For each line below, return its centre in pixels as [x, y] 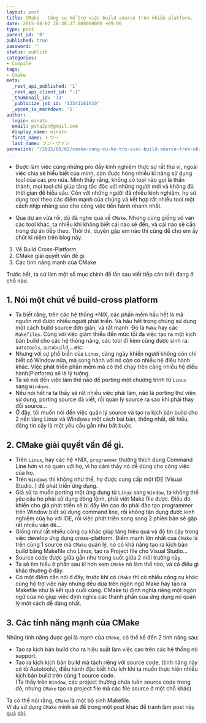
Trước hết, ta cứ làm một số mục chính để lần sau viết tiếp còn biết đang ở [100, 274]
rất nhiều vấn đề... [38, 525]
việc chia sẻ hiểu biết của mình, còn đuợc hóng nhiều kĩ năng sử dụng [104, 173]
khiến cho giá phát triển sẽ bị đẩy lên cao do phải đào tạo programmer [104, 506]
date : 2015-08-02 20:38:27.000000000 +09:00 [64, 23]
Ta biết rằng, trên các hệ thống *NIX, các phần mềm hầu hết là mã [99, 315]
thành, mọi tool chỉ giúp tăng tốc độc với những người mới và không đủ [105, 186]
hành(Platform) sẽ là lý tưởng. [52, 373]
